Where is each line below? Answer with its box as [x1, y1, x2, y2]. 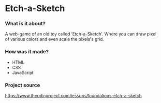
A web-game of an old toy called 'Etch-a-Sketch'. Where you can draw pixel [5, 31, 157, 37]
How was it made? [5, 48, 49, 55]
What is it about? [5, 20, 46, 27]
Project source [5, 82, 40, 88]
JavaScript [12, 70, 34, 75]
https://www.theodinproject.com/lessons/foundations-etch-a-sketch [5, 93, 142, 99]
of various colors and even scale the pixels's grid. [5, 36, 104, 42]
